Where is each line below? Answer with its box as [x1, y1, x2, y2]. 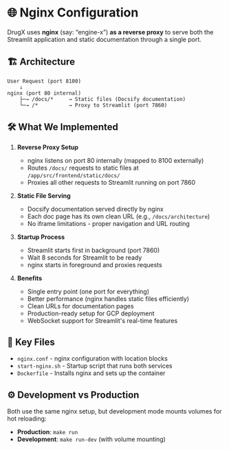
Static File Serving [17, 191, 71, 200]
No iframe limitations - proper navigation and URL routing [27, 219, 190, 227]
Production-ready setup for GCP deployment [27, 309, 155, 317]
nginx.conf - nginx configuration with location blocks [17, 355, 168, 363]
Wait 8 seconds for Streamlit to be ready [27, 253, 142, 262]
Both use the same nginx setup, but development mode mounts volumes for [7, 407, 222, 416]
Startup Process [17, 232, 65, 241]
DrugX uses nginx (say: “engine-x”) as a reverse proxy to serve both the [7, 27, 214, 36]
